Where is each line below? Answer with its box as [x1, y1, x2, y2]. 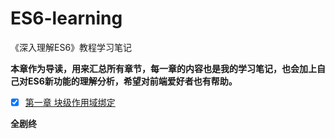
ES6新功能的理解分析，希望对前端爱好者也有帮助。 [27, 75, 238, 87]
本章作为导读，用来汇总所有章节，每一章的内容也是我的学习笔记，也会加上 [10, 62, 317, 74]
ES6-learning [10, 7, 123, 30]
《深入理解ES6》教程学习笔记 [10, 41, 133, 53]
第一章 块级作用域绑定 [24, 96, 116, 108]
